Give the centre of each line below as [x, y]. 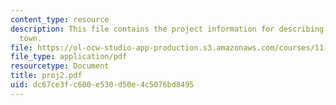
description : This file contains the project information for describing [167, 29]
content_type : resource [60, 19]
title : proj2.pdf [46, 76]
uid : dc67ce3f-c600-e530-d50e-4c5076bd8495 [102, 85]
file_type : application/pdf [69, 57]
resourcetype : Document [60, 66]
